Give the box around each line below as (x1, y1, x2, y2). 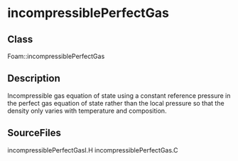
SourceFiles (7, 127, 62, 139)
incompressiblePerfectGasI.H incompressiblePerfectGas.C (7, 145, 179, 154)
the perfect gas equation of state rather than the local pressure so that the (7, 99, 225, 107)
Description (7, 72, 60, 84)
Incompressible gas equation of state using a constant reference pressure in (7, 91, 231, 100)
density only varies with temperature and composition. (7, 106, 167, 115)
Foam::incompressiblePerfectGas (7, 52, 105, 60)
